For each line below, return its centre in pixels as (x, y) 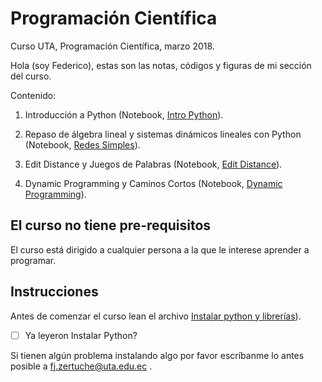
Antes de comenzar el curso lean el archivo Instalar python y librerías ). (156, 316)
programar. (33, 260)
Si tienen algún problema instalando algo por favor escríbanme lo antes (157, 355)
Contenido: (33, 95)
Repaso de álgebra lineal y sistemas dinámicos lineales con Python (163, 134)
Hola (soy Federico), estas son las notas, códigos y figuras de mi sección (161, 65)
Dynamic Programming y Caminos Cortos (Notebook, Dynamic (153, 183)
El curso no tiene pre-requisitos (111, 225)
